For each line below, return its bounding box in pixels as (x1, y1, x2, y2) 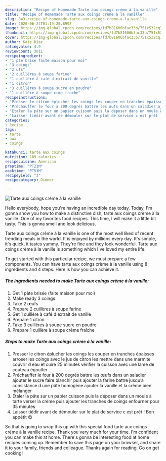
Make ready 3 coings (12, 295, 56, 301)
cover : (5, 35, 19, 40)
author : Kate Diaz (5, 40, 43, 45)
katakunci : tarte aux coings (5, 150, 65, 155)
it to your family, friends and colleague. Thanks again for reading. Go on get (5, 445, 160, 451)
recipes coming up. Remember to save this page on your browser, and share (5, 440, 161, 446)
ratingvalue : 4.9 (5, 44, 41, 49)
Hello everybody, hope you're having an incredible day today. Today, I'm (5, 205, 152, 211)
